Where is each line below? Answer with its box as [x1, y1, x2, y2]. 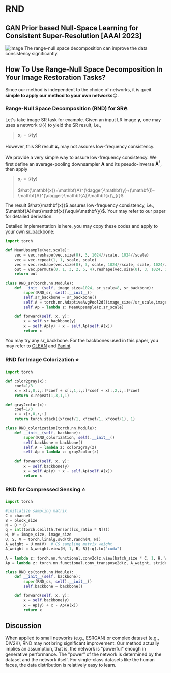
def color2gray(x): [5, 379, 47, 384]
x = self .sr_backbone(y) [23, 319, 76, 324]
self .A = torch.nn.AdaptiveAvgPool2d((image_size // [23, 299, 136, 305]
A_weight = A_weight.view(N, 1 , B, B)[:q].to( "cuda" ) [5, 546, 122, 551]
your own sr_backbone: [5, 228, 55, 235]
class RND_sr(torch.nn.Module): [5, 281, 74, 286]
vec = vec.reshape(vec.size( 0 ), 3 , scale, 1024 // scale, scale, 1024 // [14, 262, 167, 267]
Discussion [5, 621, 42, 630]
